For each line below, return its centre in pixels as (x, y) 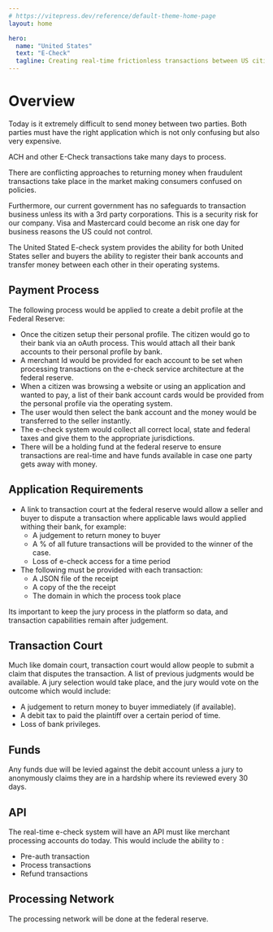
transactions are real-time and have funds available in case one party (136, 455)
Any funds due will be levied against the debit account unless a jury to (126, 769)
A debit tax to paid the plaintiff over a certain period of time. (120, 715)
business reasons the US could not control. (80, 231)
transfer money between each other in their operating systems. (114, 265)
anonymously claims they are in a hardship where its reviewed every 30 (128, 778)
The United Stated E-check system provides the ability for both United (126, 247)
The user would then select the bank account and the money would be (139, 412)
